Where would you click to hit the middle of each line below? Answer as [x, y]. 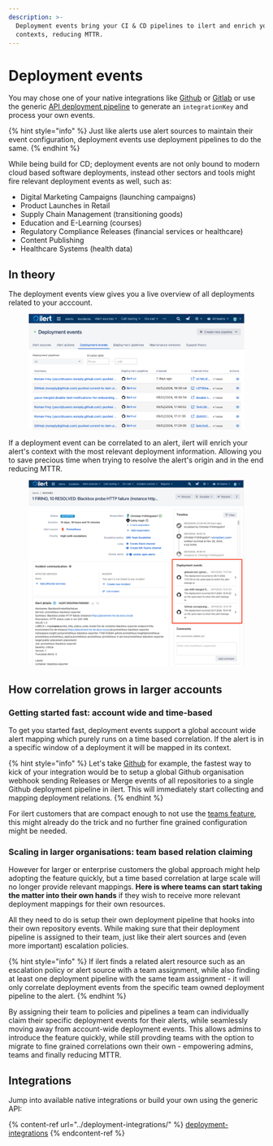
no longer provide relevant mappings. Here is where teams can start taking [135, 887]
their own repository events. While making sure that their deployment [124, 929]
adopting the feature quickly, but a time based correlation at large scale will [134, 879]
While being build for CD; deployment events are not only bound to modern [134, 164]
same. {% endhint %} [44, 148]
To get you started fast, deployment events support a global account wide [132, 731]
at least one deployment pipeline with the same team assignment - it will [129, 979]
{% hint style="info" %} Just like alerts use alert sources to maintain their [131, 131]
